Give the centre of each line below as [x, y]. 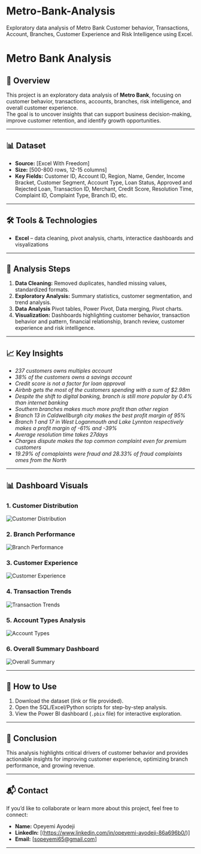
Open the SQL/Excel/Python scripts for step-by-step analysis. [91, 707]
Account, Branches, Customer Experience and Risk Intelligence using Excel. [100, 34]
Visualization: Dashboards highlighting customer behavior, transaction [102, 315]
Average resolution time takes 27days [61, 435]
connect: [17, 814]
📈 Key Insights [35, 353]
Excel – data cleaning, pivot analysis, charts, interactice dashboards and [104, 238]
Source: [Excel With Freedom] [52, 163]
